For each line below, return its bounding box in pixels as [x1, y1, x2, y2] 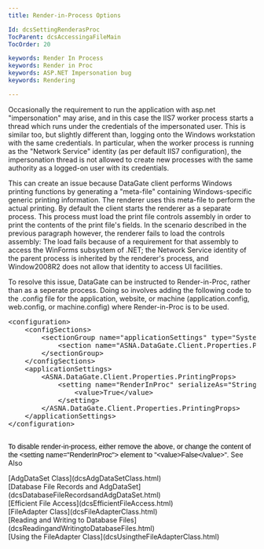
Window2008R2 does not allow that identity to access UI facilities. [8, 262, 223, 271]
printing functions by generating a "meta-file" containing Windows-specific [8, 186, 252, 196]
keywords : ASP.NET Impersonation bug [8, 69, 132, 77]
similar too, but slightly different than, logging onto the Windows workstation [8, 130, 255, 139]
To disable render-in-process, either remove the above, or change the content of [8, 441, 251, 451]
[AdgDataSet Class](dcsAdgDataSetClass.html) [8, 473, 162, 483]
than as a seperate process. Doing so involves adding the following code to [8, 285, 251, 295]
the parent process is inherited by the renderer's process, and [8, 253, 210, 263]
